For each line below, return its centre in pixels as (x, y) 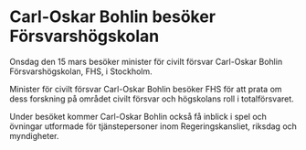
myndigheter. (34, 135)
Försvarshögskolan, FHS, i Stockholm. (81, 71)
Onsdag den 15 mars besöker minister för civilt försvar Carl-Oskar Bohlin (146, 61)
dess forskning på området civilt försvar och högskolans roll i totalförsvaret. (152, 99)
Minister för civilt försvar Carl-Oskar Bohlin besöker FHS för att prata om (146, 89)
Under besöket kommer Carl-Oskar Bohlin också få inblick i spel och (138, 116)
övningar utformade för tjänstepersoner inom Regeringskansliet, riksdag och (153, 126)
